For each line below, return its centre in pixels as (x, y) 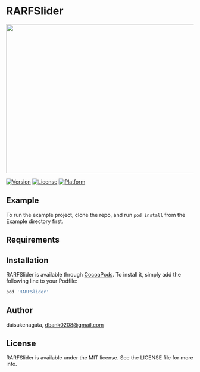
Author (19, 310)
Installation (27, 260)
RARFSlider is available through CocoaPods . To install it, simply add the (94, 274)
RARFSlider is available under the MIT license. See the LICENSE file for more (100, 358)
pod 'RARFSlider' (28, 292)
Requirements (33, 240)
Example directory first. (35, 221)
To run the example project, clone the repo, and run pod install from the (96, 215)
